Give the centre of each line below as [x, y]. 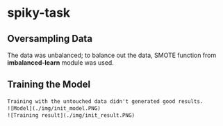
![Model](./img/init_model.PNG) [54, 108]
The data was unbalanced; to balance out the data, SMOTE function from [112, 55]
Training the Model [49, 85]
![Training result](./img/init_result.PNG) [71, 115]
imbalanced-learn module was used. [61, 63]
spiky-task [39, 13]
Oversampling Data [50, 39]
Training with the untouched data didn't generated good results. [105, 101]
